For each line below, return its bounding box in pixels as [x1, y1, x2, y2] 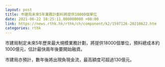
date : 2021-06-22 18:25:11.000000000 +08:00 [5, 16, 99, 21]
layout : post [5, 7, 32, 12]
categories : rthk [5, 26, 41, 31]
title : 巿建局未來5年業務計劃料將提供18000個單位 [5, 12, 97, 17]
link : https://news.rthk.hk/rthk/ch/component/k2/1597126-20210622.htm [5, 21, 157, 26]
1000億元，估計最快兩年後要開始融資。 [5, 46, 85, 52]
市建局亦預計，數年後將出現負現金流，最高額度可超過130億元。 [5, 57, 135, 63]
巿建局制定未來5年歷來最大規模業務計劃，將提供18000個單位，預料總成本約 [5, 40, 160, 46]
